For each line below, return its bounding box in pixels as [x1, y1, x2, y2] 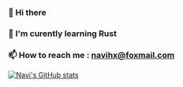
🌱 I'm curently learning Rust [8, 27, 117, 38]
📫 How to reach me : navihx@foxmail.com [8, 49, 175, 60]
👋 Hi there [8, 7, 47, 18]
